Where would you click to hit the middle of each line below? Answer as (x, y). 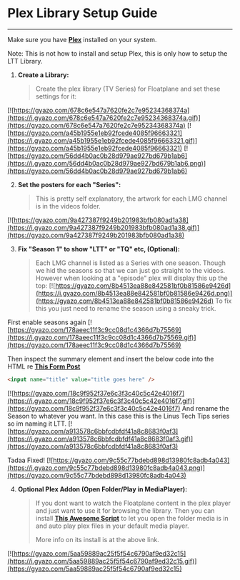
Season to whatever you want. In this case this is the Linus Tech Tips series (119, 416)
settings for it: (56, 96)
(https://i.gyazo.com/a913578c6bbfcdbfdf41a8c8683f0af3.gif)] (100, 439)
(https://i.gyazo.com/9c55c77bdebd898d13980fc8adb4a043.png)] (106, 467)
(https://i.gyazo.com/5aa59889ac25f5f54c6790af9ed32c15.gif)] (102, 561)
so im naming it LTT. (37, 424)
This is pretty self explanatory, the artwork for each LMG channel (131, 199)
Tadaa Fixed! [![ (30, 460)
